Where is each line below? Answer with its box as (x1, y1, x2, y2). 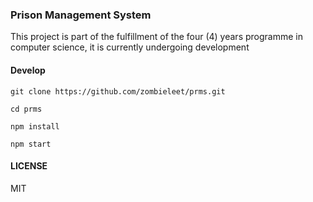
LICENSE (10, 160, 48, 172)
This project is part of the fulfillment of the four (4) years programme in (10, 31, 303, 43)
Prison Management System (10, 8, 152, 22)
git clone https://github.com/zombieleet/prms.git (10, 86, 226, 97)
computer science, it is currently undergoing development (10, 41, 250, 53)
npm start (10, 139, 52, 149)
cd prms (10, 104, 43, 114)
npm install (10, 121, 60, 132)
